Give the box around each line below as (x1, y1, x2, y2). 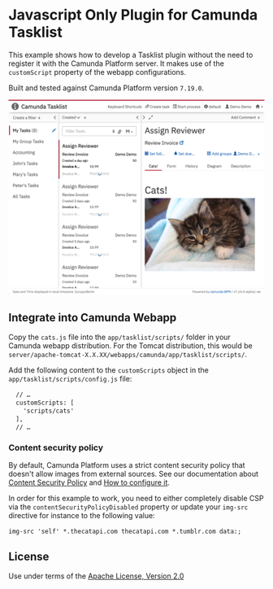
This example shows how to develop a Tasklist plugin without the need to (8, 50, 253, 59)
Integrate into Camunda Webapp (8, 311, 177, 325)
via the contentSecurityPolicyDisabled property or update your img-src (8, 502, 249, 512)
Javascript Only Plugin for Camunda (8, 6, 258, 24)
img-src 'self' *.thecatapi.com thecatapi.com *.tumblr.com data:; (8, 527, 242, 536)
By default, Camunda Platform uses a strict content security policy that (8, 460, 245, 470)
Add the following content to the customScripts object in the (8, 365, 209, 375)
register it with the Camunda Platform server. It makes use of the (8, 59, 225, 68)
